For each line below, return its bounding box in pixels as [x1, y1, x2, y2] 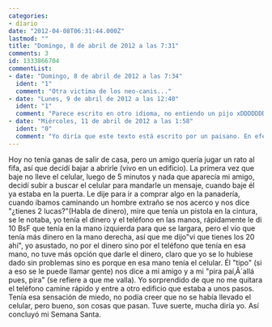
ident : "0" [15, 125, 53, 133]
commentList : [8, 65, 53, 73]
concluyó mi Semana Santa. [8, 309, 101, 319]
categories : [8, 11, 49, 20]
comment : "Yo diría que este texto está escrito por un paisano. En [15, 132, 252, 140]
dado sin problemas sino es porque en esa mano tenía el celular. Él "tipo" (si [8, 257, 262, 267]
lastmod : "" [8, 34, 49, 43]
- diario [8, 19, 38, 28]
